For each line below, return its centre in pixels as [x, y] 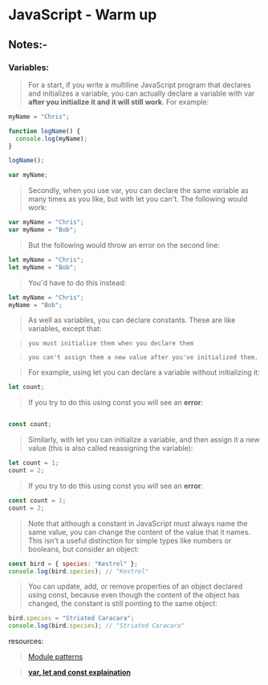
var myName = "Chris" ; [46, 223]
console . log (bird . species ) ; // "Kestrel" [79, 571]
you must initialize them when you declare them [111, 343]
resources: [26, 642]
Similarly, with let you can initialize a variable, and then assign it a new [144, 440]
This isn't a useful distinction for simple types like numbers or [130, 540]
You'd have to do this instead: [77, 282]
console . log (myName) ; [52, 138]
